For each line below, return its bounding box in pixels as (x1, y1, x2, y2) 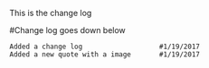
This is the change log (9, 8, 92, 18)
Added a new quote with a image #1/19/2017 (9, 50, 201, 59)
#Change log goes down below (9, 25, 127, 35)
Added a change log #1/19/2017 (9, 42, 201, 51)
